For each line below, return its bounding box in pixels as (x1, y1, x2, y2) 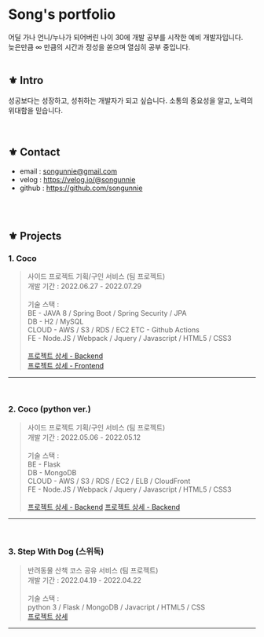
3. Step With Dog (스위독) (8, 546, 104, 557)
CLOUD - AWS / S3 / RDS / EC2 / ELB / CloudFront (27, 476, 191, 485)
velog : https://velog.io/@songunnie (19, 174, 136, 184)
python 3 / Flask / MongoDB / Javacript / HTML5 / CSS (27, 602, 206, 612)
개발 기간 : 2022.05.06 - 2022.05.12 (27, 432, 141, 441)
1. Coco (8, 253, 37, 264)
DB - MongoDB (27, 467, 77, 477)
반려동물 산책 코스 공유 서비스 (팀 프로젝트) (27, 566, 159, 575)
